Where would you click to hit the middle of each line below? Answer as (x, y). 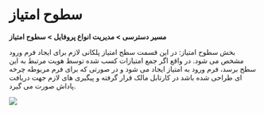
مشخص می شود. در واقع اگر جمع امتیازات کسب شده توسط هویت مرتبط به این (127, 60)
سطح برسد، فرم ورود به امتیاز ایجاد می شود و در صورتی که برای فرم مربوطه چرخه (133, 68)
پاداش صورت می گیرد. (43, 86)
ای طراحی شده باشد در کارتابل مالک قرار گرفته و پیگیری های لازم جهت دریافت (126, 77)
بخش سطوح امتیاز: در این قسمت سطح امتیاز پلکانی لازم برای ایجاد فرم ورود (122, 52)
